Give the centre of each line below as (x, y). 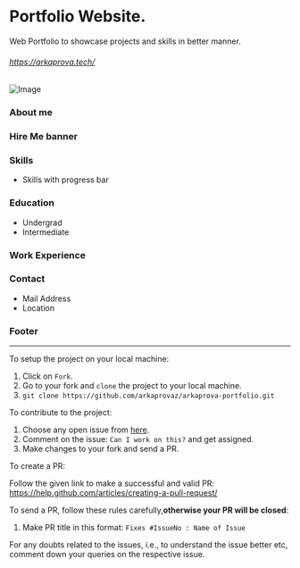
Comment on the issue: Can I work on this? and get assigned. (138, 439)
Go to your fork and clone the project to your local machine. (132, 386)
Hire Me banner (44, 136)
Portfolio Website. (78, 17)
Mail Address (46, 298)
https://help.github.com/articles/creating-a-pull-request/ (113, 493)
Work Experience (48, 255)
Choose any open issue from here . (86, 430)
